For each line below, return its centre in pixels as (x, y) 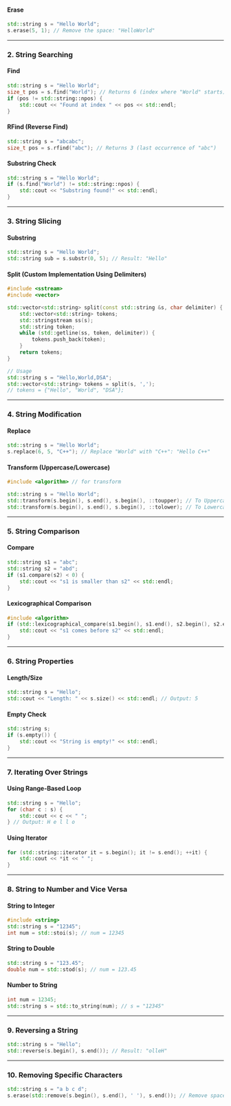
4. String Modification (44, 414)
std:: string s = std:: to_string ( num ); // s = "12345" (86, 1006)
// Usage (20, 371)
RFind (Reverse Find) (38, 127)
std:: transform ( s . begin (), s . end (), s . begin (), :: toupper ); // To (104, 501)
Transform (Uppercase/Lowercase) (58, 467)
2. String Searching (40, 54)
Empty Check (27, 714)
